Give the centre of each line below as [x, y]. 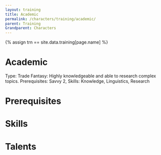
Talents [21, 146]
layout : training [23, 10]
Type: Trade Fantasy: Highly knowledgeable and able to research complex [81, 76]
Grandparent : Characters [31, 28]
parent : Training [23, 24]
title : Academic [22, 14]
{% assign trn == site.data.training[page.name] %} [57, 42]
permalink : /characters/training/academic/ [51, 19]
